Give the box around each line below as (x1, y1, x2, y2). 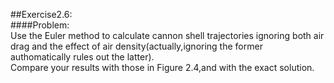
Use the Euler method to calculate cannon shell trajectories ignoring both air (10, 30, 325, 41)
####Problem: (10, 19, 70, 31)
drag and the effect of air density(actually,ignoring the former (10, 40, 263, 52)
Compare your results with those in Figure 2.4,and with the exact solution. (10, 62, 315, 73)
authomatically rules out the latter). (10, 51, 155, 63)
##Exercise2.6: (10, 9, 73, 20)
